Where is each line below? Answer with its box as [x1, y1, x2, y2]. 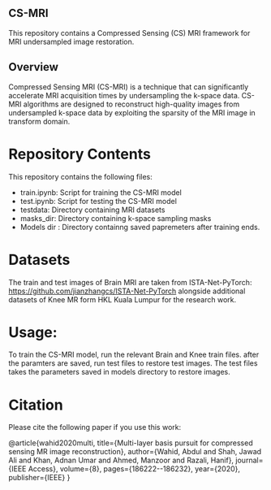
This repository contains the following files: [8, 171, 153, 181]
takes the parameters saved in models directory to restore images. [8, 367, 231, 377]
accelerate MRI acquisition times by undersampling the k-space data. [8, 90, 240, 100]
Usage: [8, 323, 58, 341]
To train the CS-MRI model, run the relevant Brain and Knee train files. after [8, 349, 260, 360]
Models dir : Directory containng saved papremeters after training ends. [19, 222, 260, 232]
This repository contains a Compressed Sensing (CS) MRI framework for [8, 28, 251, 37]
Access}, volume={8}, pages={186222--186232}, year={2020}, [28, 464, 241, 474]
